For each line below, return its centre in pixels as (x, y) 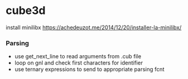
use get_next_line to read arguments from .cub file (78, 57)
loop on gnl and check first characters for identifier (78, 63)
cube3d (26, 11)
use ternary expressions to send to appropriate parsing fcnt (89, 69)
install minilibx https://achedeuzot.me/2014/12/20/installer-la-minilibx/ (94, 27)
